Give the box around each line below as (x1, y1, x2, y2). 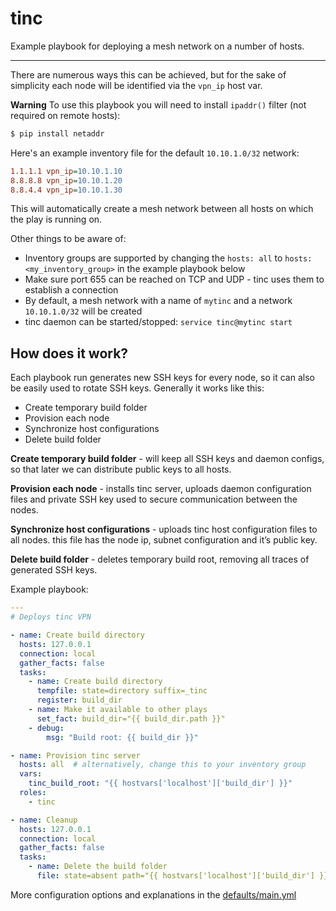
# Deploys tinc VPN (10, 612, 92, 622)
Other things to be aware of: (10, 233, 127, 245)
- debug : (28, 723, 65, 733)
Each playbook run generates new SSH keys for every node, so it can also (10, 372, 315, 384)
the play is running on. (10, 213, 103, 226)
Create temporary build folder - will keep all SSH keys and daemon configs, (10, 453, 325, 465)
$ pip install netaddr (10, 128, 105, 139)
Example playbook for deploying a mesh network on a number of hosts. (10, 40, 305, 52)
